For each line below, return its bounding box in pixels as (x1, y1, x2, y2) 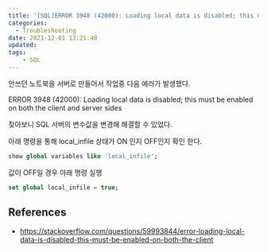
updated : (8, 41, 37, 49)
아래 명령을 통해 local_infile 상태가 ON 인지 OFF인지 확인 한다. (8, 136, 203, 145)
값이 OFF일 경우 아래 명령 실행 (8, 168, 103, 177)
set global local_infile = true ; (8, 184, 119, 192)
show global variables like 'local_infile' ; (8, 152, 158, 160)
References (8, 206, 67, 219)
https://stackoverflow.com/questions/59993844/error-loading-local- (19, 227, 245, 236)
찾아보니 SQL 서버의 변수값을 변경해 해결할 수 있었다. (8, 119, 172, 129)
